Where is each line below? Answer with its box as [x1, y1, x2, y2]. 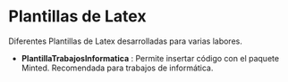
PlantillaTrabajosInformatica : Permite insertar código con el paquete [21, 53, 279, 63]
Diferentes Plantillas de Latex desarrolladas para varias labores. [8, 36, 242, 46]
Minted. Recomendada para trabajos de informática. [21, 62, 214, 73]
